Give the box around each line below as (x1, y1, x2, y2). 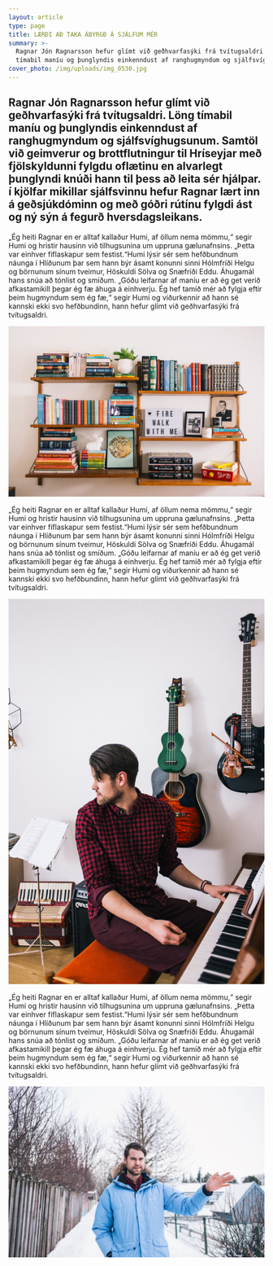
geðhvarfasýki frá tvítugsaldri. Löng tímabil (8, 108, 233, 122)
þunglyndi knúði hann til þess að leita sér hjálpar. (8, 172, 262, 186)
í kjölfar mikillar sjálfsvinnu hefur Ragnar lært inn (8, 185, 260, 199)
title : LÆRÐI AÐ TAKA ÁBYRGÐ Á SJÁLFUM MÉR (8, 30, 158, 38)
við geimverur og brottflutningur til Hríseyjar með (8, 147, 262, 160)
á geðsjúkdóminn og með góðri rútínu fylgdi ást (8, 198, 253, 212)
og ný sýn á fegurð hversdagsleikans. (8, 210, 203, 224)
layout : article (8, 13, 63, 21)
